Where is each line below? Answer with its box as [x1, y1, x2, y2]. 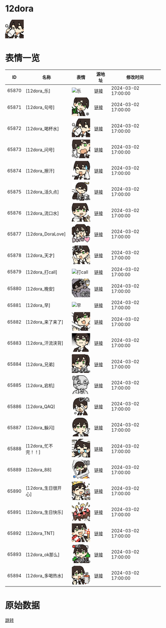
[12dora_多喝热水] [25, 573, 63, 579]
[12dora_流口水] [25, 210, 59, 216]
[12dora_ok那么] [25, 551, 60, 558]
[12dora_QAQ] [25, 403, 55, 409]
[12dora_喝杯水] [25, 125, 59, 131]
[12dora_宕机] [25, 382, 55, 388]
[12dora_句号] [25, 105, 55, 111]
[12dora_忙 [25, 443, 49, 449]
